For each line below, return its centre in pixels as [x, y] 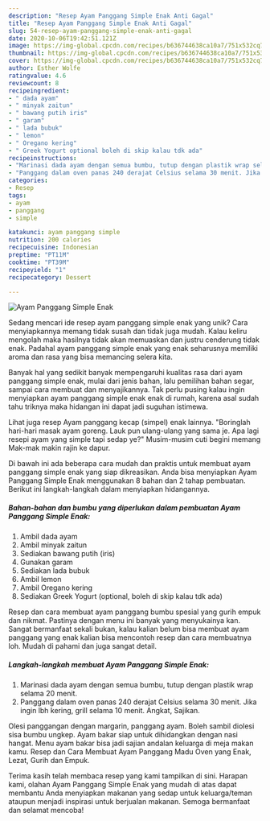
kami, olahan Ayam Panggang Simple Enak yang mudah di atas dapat [123, 785]
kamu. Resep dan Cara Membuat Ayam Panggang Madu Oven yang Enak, [130, 752]
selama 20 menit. [49, 694]
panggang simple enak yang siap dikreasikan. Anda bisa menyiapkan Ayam [133, 472]
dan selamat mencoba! [46, 811]
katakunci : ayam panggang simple [64, 233]
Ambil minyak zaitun [53, 545]
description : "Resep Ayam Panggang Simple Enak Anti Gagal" [111, 16]
